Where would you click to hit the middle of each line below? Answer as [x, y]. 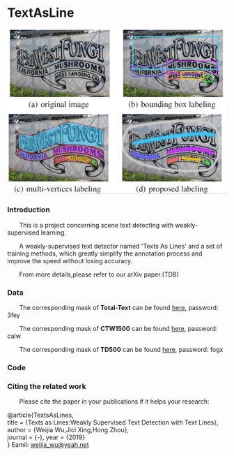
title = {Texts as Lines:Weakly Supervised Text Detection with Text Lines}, [113, 422]
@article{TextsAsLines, [41, 415]
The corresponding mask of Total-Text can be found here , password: [119, 308]
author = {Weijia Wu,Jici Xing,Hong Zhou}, [68, 430]
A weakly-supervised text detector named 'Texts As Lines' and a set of [121, 246]
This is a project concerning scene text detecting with [96, 225]
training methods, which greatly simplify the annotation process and [105, 253]
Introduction [29, 209]
